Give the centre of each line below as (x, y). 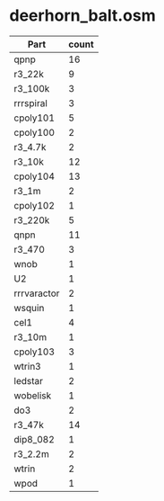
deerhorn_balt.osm (82, 16)
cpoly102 (35, 205)
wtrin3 (28, 366)
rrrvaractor (37, 293)
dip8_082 (35, 439)
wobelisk (33, 395)
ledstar (28, 380)
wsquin (29, 308)
